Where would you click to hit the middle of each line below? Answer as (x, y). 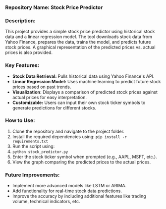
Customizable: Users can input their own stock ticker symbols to (79, 103)
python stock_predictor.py (40, 152)
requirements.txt (30, 141)
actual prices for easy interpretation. (49, 97)
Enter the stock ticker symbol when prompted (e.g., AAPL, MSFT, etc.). (84, 157)
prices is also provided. (29, 52)
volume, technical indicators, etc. (46, 202)
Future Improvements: (32, 175)
